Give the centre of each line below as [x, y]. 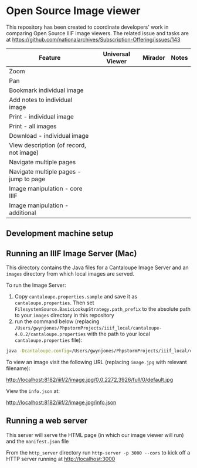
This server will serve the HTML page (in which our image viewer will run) [95, 435]
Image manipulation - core [46, 188]
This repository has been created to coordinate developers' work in [87, 27]
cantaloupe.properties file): [48, 340]
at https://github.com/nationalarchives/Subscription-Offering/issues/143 [93, 39]
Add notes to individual [41, 100]
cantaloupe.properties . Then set [54, 303]
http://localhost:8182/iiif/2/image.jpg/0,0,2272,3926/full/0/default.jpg [90, 380]
